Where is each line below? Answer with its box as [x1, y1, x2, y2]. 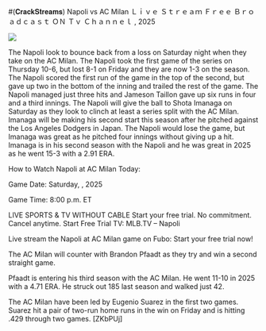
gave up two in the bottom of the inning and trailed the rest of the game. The [8, 82, 259, 90]
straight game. [8, 258, 56, 267]
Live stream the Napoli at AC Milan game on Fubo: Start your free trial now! [8, 234, 253, 244]
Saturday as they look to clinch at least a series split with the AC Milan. [8, 106, 240, 116]
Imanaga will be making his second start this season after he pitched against [8, 115, 259, 125]
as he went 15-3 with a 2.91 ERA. [8, 149, 115, 158]
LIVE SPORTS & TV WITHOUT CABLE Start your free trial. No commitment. [8, 210, 253, 220]
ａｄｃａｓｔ [8, 17, 50, 26]
